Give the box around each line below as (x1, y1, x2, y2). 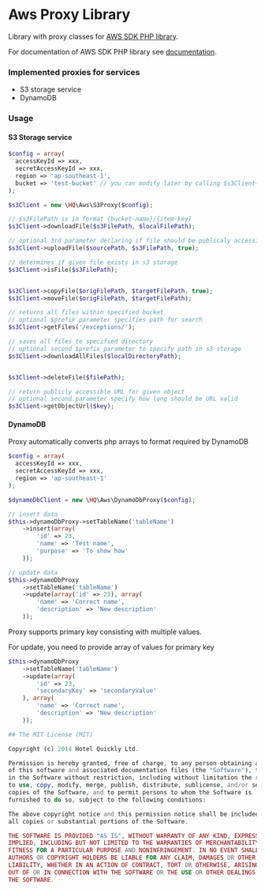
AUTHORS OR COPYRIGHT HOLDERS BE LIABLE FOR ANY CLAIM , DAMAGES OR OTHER (8, 854, 256, 862)
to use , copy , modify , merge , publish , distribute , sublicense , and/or (8, 781, 248, 790)
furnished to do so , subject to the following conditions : (8, 796, 207, 804)
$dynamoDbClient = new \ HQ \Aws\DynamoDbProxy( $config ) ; (8, 496, 196, 503)
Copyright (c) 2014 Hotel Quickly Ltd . (8, 745, 140, 752)
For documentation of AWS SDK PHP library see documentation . (8, 47, 217, 56)
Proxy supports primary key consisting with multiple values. (8, 627, 203, 636)
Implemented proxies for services (8, 66, 140, 77)
